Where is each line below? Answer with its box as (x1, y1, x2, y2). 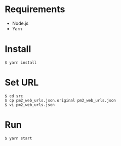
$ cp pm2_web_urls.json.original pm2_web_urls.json (5, 98, 116, 103)
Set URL (5, 77, 39, 88)
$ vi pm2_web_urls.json (5, 102, 55, 107)
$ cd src (5, 93, 23, 99)
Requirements (5, 4, 65, 15)
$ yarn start (5, 135, 32, 141)
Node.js (12, 20, 29, 26)
